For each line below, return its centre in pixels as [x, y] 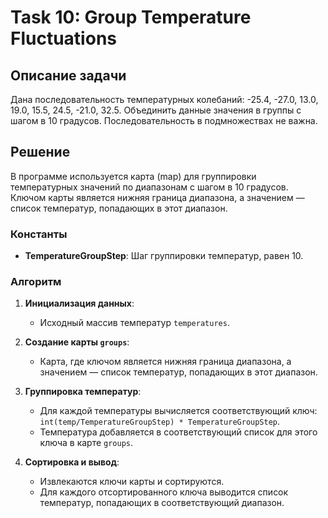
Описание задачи [68, 75]
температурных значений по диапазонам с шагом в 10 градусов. [149, 187]
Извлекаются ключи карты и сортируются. [132, 482]
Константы [39, 234]
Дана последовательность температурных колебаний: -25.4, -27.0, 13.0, [164, 99]
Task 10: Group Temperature [131, 17]
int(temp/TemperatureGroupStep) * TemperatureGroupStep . [160, 422]
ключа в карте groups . [86, 443]
